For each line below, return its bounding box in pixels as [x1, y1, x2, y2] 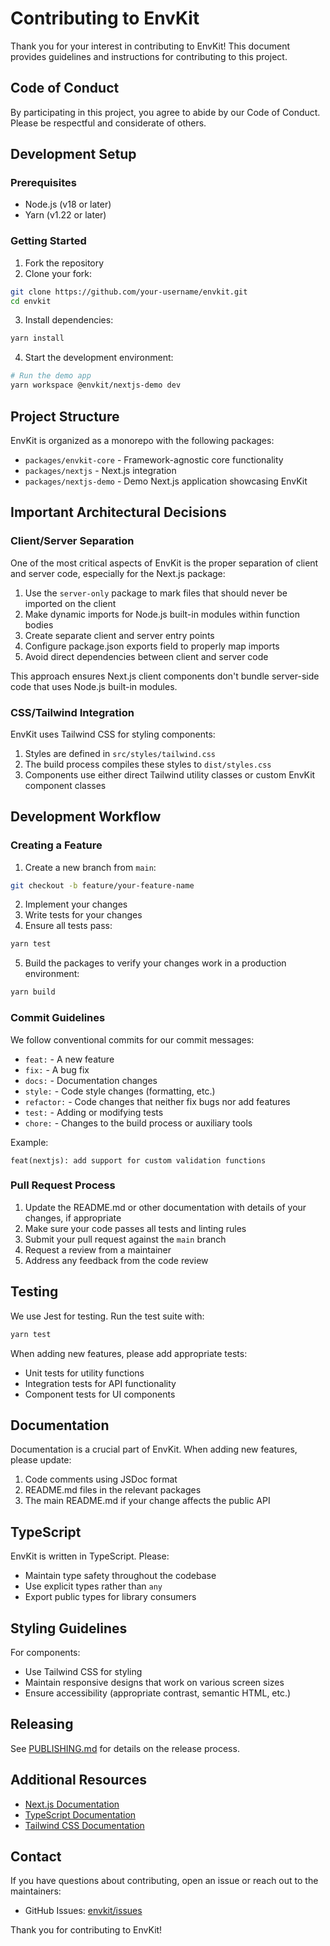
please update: [10, 1454, 72, 1466]
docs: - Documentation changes [24, 1074, 158, 1086]
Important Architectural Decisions [10, 504, 227, 521]
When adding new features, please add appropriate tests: [10, 1347, 248, 1359]
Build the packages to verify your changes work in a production [24, 957, 287, 969]
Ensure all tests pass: [24, 920, 113, 932]
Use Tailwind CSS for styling [24, 1665, 143, 1677]
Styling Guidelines [10, 1620, 128, 1637]
